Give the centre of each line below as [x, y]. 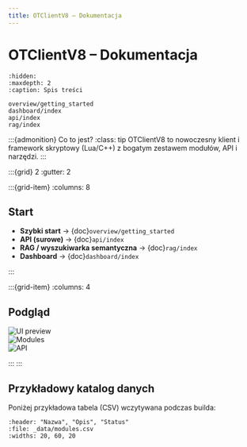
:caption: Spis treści [46, 90]
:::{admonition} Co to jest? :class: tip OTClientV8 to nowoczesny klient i [124, 139]
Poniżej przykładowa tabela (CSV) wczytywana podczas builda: [112, 407]
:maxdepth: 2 [30, 83]
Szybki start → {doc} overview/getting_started [97, 231]
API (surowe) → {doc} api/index [72, 240]
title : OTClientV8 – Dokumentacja [65, 15]
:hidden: [23, 76]
